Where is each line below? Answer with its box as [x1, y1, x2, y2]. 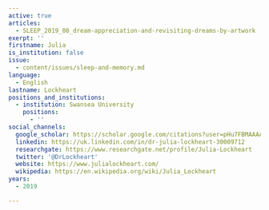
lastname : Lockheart [8, 85, 78, 94]
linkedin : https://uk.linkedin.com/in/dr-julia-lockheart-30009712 [15, 137, 246, 146]
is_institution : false [8, 49, 84, 57]
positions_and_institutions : [8, 93, 106, 101]
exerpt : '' [8, 34, 45, 42]
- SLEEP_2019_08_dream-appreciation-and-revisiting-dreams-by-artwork [15, 26, 256, 34]
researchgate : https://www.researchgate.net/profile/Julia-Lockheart [15, 145, 252, 153]
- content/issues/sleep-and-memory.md [15, 64, 146, 72]
